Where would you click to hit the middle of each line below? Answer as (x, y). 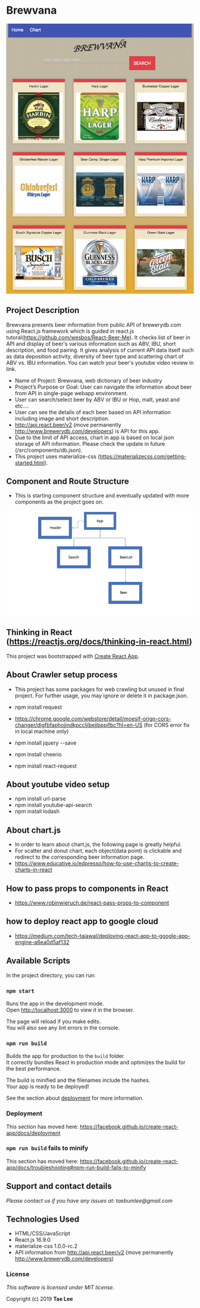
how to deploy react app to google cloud (82, 921)
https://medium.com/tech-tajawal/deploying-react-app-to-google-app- (102, 935)
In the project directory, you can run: (51, 975)
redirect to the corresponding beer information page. (79, 857)
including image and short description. (62, 418)
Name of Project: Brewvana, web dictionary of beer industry (88, 380)
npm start (20, 991)
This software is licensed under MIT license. (60, 1287)
